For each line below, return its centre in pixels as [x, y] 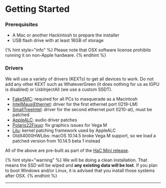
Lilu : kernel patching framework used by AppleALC [64, 130]
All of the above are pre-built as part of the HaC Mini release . [67, 150]
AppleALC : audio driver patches [45, 120]
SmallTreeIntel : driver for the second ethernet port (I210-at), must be [82, 109]
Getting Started [38, 9]
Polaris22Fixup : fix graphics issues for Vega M [60, 125]
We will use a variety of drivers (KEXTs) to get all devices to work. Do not [80, 79]
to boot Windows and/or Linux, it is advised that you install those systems [80, 170]
